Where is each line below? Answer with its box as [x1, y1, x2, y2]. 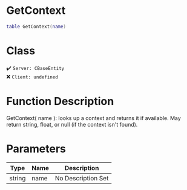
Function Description [6, 94, 114, 108]
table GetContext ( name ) [6, 24, 67, 30]
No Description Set [54, 174, 109, 182]
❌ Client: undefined [6, 73, 59, 80]
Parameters [6, 142, 67, 156]
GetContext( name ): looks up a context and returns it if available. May [6, 114, 182, 121]
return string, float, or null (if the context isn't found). [6, 121, 138, 128]
